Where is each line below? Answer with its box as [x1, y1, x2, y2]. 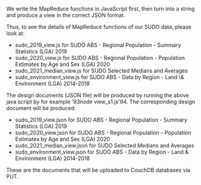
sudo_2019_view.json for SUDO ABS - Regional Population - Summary [14, 116, 188, 123]
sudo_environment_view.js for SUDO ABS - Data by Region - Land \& [14, 74, 185, 80]
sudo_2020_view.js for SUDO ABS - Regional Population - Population [14, 54, 185, 61]
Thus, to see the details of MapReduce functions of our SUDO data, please [6, 24, 192, 30]
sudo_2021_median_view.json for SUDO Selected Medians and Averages [14, 142, 194, 149]
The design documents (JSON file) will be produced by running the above [6, 92, 190, 99]
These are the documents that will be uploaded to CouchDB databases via [6, 166, 191, 174]
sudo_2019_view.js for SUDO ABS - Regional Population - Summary [14, 42, 182, 48]
